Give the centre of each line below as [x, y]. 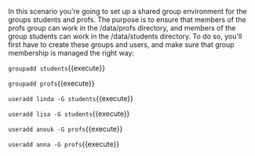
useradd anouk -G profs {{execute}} [66, 129]
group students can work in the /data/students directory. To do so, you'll [125, 36]
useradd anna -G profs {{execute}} [64, 144]
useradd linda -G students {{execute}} [71, 98]
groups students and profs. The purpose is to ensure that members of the [127, 20]
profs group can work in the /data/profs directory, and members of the [122, 28]
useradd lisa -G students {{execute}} [69, 114]
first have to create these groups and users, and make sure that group [121, 45]
